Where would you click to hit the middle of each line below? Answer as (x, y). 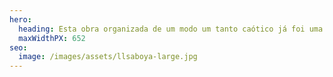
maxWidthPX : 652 (52, 38)
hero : (20, 19)
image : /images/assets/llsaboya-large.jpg (108, 57)
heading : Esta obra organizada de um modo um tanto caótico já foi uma (171, 29)
